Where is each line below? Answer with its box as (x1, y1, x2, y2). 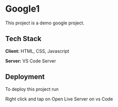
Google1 (5, 3, 40, 15)
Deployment (5, 73, 45, 81)
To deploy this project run (5, 86, 59, 92)
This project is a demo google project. (5, 20, 85, 26)
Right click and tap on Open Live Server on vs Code (5, 96, 113, 102)
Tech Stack (5, 34, 42, 43)
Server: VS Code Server (5, 58, 56, 64)
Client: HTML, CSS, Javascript (5, 48, 69, 54)
